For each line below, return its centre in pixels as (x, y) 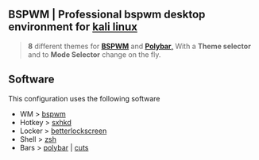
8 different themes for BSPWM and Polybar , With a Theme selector (139, 46)
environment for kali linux (73, 27)
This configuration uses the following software (84, 98)
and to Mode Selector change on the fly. (94, 54)
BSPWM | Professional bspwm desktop (107, 15)
